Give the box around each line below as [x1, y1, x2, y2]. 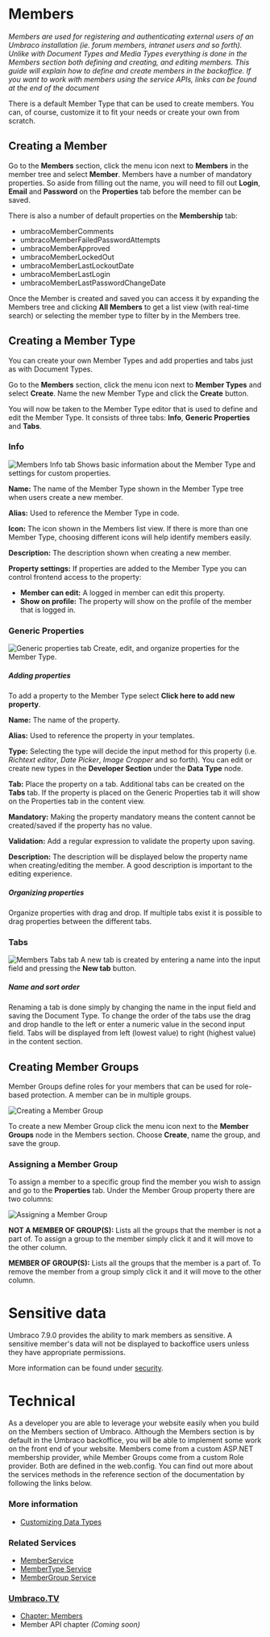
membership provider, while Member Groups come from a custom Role [8, 1453, 244, 1463]
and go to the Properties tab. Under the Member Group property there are [8, 1186, 255, 1195]
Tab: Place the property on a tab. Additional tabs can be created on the [8, 779, 245, 789]
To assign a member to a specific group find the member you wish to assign [8, 1177, 261, 1187]
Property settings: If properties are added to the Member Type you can [8, 563, 247, 573]
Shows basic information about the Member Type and [77, 460, 256, 469]
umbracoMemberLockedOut [19, 252, 114, 262]
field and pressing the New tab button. [8, 963, 137, 973]
